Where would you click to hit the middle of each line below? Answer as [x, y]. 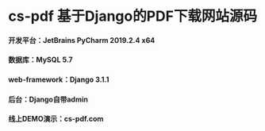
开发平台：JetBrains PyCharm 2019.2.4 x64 [82, 40]
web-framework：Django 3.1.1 [59, 79]
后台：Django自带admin [48, 99]
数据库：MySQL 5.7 [40, 60]
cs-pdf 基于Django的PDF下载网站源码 [133, 16]
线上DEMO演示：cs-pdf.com [56, 119]
